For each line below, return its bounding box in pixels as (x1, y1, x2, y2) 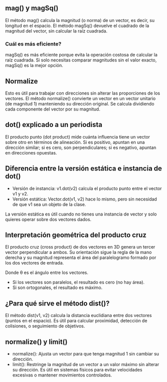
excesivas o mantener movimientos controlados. (12, 372, 112, 378)
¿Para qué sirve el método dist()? (5, 299, 110, 307)
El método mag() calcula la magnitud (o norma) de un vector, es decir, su (5, 17, 155, 23)
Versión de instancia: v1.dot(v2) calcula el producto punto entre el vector (12, 185, 162, 191)
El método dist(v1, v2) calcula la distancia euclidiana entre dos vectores (5, 312, 152, 318)
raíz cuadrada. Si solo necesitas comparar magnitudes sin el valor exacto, (5, 57, 157, 63)
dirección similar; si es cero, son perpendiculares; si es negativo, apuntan (5, 144, 157, 150)
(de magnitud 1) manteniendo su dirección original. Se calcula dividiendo (5, 100, 155, 106)
